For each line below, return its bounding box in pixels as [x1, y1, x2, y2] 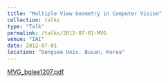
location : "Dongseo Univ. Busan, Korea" [7, 49, 126, 56]
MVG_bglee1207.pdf [7, 67, 64, 76]
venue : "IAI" [7, 36, 45, 43]
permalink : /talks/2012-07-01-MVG [7, 29, 107, 37]
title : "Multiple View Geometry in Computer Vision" [7, 10, 162, 17]
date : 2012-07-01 [7, 42, 57, 49]
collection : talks [7, 17, 60, 24]
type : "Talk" [7, 23, 45, 30]
